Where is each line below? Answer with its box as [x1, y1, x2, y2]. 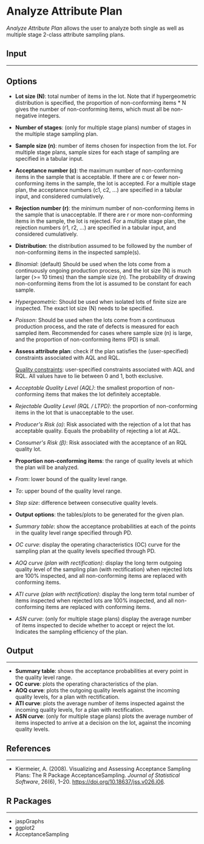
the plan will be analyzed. [15, 463, 79, 471]
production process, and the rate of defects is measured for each [15, 323, 179, 330]
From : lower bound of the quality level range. [15, 475, 127, 482]
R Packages [6, 796, 52, 806]
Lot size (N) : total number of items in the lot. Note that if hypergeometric [15, 93, 197, 100]
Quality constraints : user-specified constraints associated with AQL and [15, 365, 195, 373]
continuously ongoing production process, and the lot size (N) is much [15, 267, 192, 274]
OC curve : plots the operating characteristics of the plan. [15, 680, 158, 688]
